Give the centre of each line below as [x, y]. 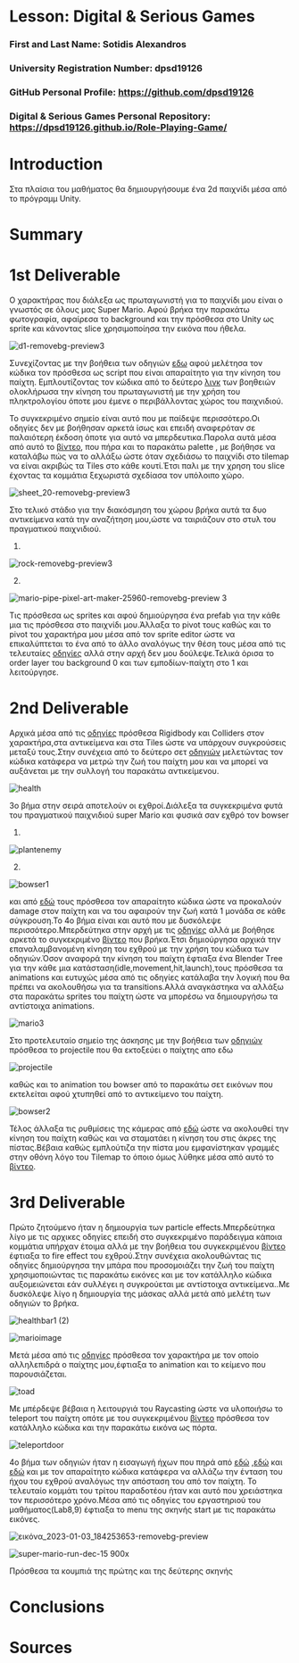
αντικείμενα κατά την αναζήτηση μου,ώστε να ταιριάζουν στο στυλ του [143, 519]
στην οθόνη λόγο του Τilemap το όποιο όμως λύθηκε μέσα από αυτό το [141, 1157]
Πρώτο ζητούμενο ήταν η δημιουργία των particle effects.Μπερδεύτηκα [142, 1227]
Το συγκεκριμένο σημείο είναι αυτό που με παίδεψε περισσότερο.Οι [135, 418]
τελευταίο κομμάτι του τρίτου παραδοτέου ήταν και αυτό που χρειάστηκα [146, 1490]
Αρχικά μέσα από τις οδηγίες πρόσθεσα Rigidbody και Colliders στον [137, 733]
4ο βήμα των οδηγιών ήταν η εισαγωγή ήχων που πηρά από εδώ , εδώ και [146, 1462]
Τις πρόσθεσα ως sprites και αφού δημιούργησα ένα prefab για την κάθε [145, 615]
